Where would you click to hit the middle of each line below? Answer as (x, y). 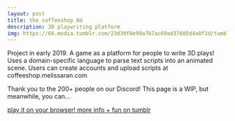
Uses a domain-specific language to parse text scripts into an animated (110, 61)
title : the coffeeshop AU (45, 20)
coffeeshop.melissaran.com (47, 76)
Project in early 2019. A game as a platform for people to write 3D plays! (111, 53)
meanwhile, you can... (39, 97)
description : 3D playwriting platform (64, 27)
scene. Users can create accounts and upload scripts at (88, 68)
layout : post (26, 14)
